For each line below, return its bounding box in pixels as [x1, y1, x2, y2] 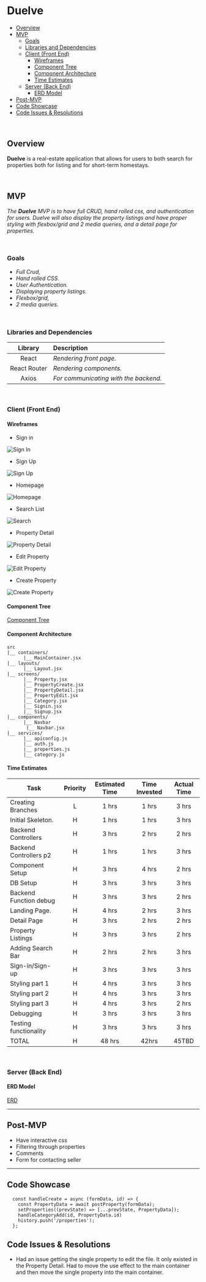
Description [53, 344, 88, 352]
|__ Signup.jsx [23, 709, 62, 715]
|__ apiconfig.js [23, 735, 68, 742]
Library [18, 344, 40, 352]
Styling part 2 [10, 989, 50, 998]
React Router [10, 364, 48, 373]
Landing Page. [10, 906, 51, 915]
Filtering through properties [15, 1143, 86, 1150]
